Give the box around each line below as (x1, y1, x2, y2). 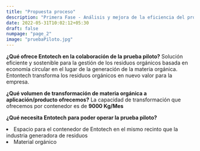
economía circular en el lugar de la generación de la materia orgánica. (6, 66, 177, 72)
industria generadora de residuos (6, 132, 88, 139)
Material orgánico (14, 138, 57, 145)
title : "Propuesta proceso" (6, 8, 76, 15)
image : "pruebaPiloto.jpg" (6, 36, 73, 42)
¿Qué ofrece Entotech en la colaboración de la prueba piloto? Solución (6, 53, 183, 60)
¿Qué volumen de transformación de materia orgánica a (6, 90, 147, 97)
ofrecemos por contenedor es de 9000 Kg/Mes (6, 103, 124, 109)
